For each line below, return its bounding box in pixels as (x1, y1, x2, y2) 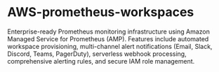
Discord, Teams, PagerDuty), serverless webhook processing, (7, 50, 187, 58)
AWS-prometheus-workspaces (7, 4, 194, 20)
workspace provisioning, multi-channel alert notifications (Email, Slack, (7, 42, 213, 50)
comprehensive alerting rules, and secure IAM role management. (7, 57, 195, 65)
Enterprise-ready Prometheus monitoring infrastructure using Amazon (7, 27, 211, 36)
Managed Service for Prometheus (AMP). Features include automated (7, 34, 209, 43)
